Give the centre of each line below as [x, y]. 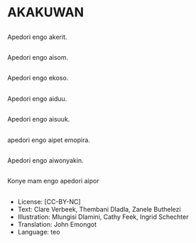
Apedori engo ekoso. [38, 78]
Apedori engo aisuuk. [39, 119]
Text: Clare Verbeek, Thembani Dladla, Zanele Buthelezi [99, 209]
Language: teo [39, 232]
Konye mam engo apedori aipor [53, 181]
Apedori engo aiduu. [37, 98]
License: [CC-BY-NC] [49, 201]
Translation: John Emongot [57, 224]
